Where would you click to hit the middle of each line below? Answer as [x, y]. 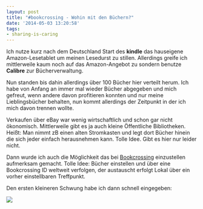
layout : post [23, 12]
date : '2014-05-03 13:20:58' [43, 23]
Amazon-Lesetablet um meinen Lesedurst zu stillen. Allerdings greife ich [97, 58]
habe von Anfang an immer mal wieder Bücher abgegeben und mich [92, 89]
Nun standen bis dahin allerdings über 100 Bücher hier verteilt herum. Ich [98, 83]
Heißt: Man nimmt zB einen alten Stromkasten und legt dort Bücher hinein [98, 133]
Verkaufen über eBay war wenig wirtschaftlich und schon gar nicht [89, 120]
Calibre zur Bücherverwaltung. [45, 71]
